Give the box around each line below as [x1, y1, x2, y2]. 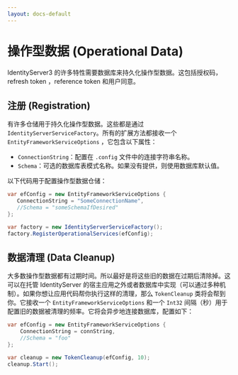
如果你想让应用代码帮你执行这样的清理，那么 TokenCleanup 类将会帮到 [22, 289, 226, 298]
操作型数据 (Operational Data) [7, 43, 183, 59]
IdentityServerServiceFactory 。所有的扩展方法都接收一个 [7, 129, 177, 137]
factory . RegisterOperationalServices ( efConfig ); [7, 230, 154, 237]
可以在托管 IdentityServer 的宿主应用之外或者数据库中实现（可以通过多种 [7, 281, 220, 289]
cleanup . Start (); [7, 360, 59, 368]
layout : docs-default [7, 10, 72, 18]
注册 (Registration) [7, 99, 91, 112]
